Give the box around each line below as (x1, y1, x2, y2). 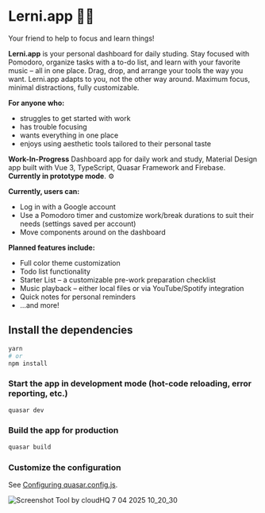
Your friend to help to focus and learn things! (8, 33, 155, 43)
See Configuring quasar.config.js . (8, 480, 118, 490)
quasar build (8, 443, 52, 451)
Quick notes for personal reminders (19, 292, 136, 301)
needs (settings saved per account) (19, 219, 136, 228)
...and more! (19, 300, 60, 309)
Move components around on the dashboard (19, 227, 166, 237)
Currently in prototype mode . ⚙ (8, 171, 115, 181)
